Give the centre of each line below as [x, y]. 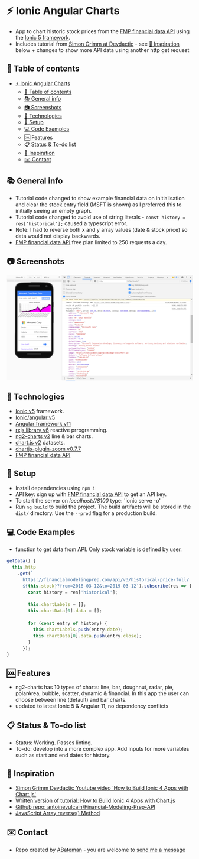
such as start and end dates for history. [63, 755]
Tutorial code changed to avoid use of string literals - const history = [100, 217]
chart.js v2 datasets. [40, 442]
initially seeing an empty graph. [53, 210]
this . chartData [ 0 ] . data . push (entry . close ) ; [87, 636]
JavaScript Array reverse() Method [58, 813]
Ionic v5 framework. [40, 411]
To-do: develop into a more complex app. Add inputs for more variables [102, 748]
